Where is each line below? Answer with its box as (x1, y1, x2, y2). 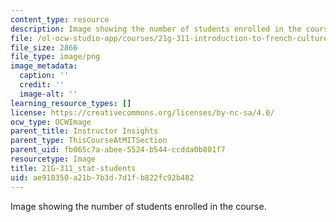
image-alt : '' (19, 89, 78, 99)
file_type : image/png (10, 52, 101, 62)
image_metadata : (10, 61, 78, 71)
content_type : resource (10, 14, 110, 25)
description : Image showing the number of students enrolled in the (10, 24, 302, 34)
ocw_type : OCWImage (10, 117, 92, 127)
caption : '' (19, 71, 70, 81)
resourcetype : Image (10, 154, 97, 164)
